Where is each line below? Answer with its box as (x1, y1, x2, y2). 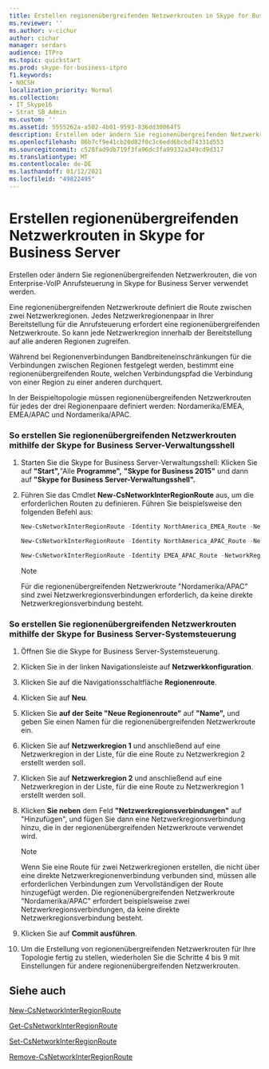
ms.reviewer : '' (9, 19, 63, 27)
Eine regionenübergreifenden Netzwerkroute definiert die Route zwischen (9, 302, 252, 312)
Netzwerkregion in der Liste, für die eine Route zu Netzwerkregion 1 (20, 782, 244, 792)
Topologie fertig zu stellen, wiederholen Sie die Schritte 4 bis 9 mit (20, 952, 240, 963)
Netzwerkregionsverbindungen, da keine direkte (20, 904, 180, 915)
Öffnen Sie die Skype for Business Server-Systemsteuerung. (20, 646, 220, 656)
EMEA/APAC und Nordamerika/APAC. (9, 409, 132, 419)
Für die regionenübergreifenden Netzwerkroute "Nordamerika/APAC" (20, 581, 248, 591)
